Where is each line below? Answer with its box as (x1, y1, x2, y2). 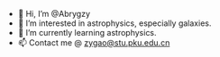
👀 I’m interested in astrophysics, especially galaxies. (17, 18, 212, 28)
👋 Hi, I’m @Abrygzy (17, 9, 91, 19)
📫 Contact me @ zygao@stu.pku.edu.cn (17, 37, 170, 48)
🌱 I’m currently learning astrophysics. (17, 28, 157, 37)
